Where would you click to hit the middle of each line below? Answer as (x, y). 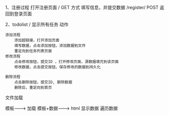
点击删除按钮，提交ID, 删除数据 (43, 82)
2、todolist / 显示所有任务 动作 (37, 24)
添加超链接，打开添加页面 (37, 40)
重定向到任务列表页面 (33, 51)
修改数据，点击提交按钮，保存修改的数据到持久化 (58, 67)
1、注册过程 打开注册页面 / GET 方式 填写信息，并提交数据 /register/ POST (82, 7)
